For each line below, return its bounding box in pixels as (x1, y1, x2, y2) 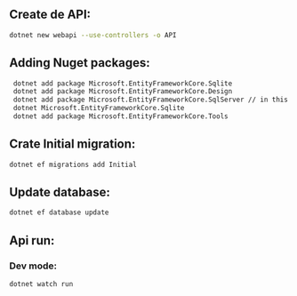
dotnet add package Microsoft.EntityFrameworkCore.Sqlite (12, 79, 233, 88)
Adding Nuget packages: (9, 55, 151, 70)
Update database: (9, 184, 111, 199)
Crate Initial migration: (9, 137, 136, 152)
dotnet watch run (9, 279, 74, 288)
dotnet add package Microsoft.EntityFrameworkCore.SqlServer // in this (12, 95, 289, 105)
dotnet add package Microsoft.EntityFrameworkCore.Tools (12, 112, 229, 121)
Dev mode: (9, 260, 58, 272)
